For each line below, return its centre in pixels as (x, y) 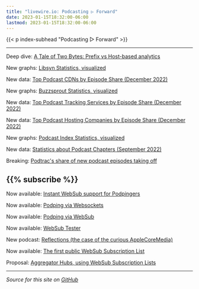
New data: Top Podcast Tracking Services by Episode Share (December (94, 102)
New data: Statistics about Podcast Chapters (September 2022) (84, 149)
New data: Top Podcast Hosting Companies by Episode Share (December (96, 120)
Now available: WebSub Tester (44, 228)
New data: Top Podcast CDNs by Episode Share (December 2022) (87, 79)
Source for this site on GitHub (42, 280)
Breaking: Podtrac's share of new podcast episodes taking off (82, 161)
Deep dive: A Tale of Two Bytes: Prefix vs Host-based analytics (83, 56)
